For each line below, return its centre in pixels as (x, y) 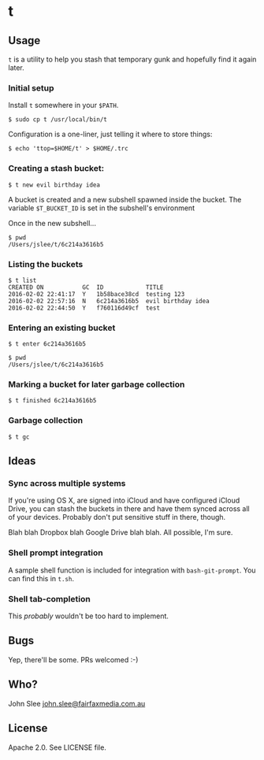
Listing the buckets (46, 264)
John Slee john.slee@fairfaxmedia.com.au (77, 703)
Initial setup (31, 87)
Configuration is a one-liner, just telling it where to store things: (110, 134)
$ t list (22, 280)
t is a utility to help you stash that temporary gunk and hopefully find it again (132, 59)
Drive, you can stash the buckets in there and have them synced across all (129, 509)
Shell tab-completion (49, 599)
